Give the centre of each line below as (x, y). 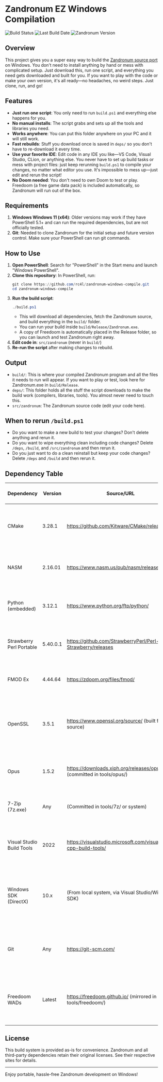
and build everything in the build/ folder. (60, 321)
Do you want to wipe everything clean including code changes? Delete (83, 443)
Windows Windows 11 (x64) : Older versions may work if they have (79, 217)
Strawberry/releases (90, 647)
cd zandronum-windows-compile (43, 289)
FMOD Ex (18, 679)
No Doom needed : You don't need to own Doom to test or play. (75, 180)
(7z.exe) (17, 810)
